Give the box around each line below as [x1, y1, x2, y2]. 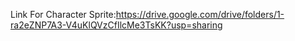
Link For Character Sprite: [10, 9, 117, 20]
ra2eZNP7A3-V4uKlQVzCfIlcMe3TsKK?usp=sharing [10, 19, 223, 31]
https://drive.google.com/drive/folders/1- [115, 9, 285, 20]
